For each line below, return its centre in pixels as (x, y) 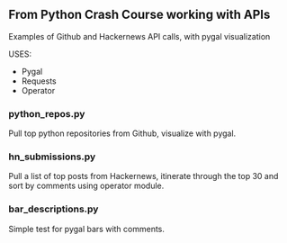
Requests (39, 81)
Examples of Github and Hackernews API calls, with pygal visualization (139, 36)
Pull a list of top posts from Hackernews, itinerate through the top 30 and (143, 176)
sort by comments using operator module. (86, 186)
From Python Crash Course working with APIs (139, 15)
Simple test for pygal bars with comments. (87, 229)
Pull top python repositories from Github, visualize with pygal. (122, 133)
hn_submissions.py (52, 157)
